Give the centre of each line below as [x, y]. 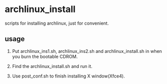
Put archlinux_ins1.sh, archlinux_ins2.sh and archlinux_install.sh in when [87, 51]
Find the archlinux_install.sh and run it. [52, 66]
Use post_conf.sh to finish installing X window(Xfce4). [68, 76]
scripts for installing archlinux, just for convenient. [57, 23]
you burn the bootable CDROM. [45, 56]
